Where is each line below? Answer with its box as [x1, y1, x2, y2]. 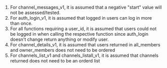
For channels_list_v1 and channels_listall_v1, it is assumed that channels [10, 52, 158, 58]
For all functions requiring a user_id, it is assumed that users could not [10, 26, 157, 32]
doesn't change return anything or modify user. [10, 36, 109, 42]
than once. [10, 20, 33, 26]
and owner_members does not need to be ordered [10, 47, 115, 53]
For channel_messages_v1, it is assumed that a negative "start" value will [10, 5, 162, 10]
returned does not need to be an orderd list [10, 58, 100, 63]
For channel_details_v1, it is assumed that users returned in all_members [10, 42, 160, 47]
